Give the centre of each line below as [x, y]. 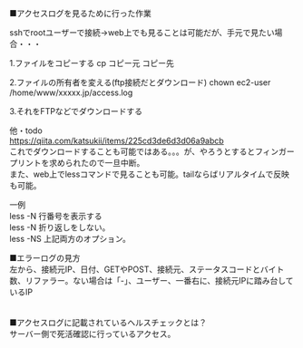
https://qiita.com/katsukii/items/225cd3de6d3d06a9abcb [117, 140]
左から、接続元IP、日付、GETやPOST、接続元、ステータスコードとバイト [147, 269]
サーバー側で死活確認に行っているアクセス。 [93, 334]
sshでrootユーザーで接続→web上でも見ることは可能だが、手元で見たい [142, 33]
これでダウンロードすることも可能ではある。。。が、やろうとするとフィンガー [152, 151]
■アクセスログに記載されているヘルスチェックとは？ [108, 323]
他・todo [26, 130]
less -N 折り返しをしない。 [60, 227]
